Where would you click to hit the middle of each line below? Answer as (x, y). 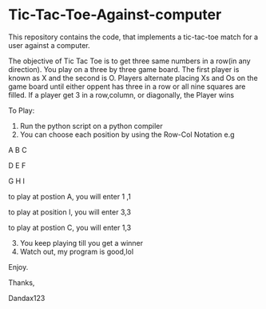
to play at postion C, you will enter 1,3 (70, 227)
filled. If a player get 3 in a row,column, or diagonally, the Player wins (121, 94)
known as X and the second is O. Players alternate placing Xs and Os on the (133, 78)
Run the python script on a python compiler (91, 126)
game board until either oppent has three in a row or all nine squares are (127, 86)
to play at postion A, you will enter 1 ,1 (70, 196)
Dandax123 (27, 298)
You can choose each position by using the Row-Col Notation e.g (127, 134)
